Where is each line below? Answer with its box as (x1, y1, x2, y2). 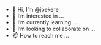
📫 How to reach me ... (12, 32, 69, 39)
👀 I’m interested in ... (12, 12, 64, 19)
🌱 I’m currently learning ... (12, 19, 78, 26)
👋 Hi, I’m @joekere (12, 6, 59, 13)
